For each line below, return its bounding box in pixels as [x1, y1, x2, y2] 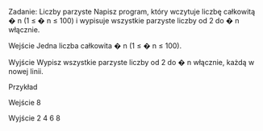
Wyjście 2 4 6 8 [8, 113, 61, 123]
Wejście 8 [8, 98, 42, 107]
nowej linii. [8, 67, 44, 76]
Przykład [8, 82, 38, 92]
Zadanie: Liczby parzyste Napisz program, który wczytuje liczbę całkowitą [8, 7, 256, 16]
